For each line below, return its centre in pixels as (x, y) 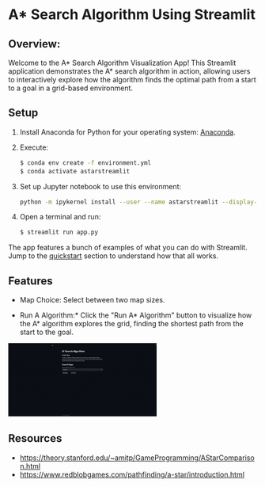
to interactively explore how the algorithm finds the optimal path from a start (132, 80)
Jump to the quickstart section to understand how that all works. (114, 256)
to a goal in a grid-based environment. (70, 88)
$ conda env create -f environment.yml (85, 163)
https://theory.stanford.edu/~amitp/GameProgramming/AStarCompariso (137, 458)
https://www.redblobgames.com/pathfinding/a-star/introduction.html (132, 474)
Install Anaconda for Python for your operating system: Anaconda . (127, 131)
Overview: (34, 44)
